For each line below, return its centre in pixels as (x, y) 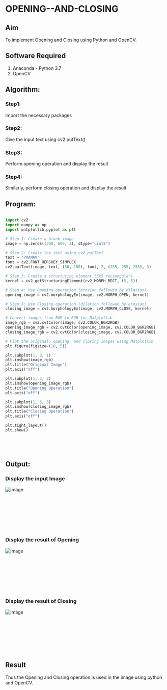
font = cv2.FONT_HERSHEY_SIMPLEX (41, 262)
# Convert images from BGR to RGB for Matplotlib (59, 318)
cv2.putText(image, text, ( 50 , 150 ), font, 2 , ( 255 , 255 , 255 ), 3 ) (78, 267)
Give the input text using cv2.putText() (45, 139)
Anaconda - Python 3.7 (37, 68)
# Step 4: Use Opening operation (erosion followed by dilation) (76, 290)
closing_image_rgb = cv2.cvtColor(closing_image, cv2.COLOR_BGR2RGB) (81, 332)
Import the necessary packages (39, 115)
